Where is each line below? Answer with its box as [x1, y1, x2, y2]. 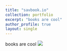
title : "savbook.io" [5, 7, 49, 13]
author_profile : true [5, 21, 51, 27]
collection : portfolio [5, 12, 53, 17]
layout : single [5, 27, 38, 32]
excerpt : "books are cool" [5, 17, 62, 22]
